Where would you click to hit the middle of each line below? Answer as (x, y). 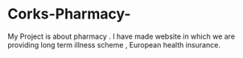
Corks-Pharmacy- (69, 14)
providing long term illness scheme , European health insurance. (114, 44)
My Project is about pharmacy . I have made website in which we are (121, 36)
